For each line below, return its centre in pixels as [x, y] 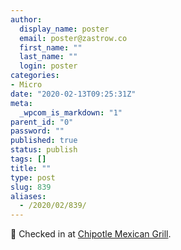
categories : [35, 76]
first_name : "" [51, 47]
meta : [21, 103]
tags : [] [28, 159]
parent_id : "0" [42, 122]
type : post [33, 177]
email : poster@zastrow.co [73, 38]
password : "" [37, 131]
